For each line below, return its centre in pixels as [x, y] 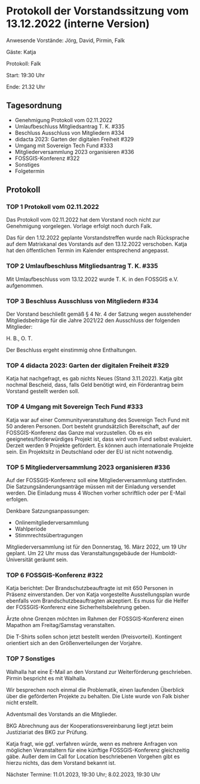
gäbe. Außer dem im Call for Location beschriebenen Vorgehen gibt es [93, 756]
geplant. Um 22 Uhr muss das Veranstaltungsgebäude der [78, 553]
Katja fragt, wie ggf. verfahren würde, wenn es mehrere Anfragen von [92, 743]
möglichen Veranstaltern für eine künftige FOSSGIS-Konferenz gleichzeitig [98, 750]
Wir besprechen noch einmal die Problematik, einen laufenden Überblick [95, 689]
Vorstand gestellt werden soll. [43, 391]
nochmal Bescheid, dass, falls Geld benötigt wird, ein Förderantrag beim [95, 385]
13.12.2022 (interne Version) [78, 24]
